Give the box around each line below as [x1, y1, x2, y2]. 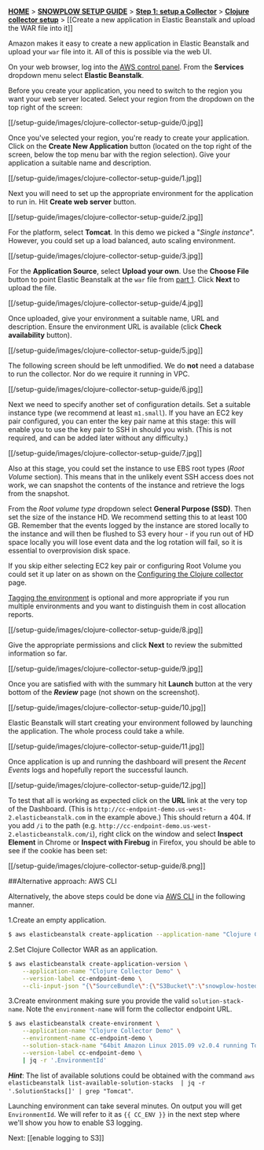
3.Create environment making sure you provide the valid [8, 996, 190, 1006]
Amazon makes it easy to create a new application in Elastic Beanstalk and [8, 39, 250, 48]
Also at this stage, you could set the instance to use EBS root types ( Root [8, 464, 245, 473]
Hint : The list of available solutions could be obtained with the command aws [8, 1070, 255, 1080]
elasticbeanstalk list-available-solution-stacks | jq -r [8, 1078, 206, 1087]
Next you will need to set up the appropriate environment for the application [8, 189, 254, 198]
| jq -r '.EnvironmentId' [22, 1056, 108, 1064]
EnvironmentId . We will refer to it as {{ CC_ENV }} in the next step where [8, 1109, 240, 1119]
